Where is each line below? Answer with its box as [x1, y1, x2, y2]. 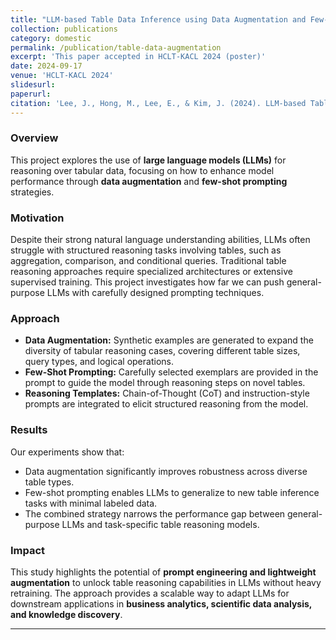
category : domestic [10, 33, 92, 43]
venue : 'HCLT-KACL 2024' [10, 71, 114, 81]
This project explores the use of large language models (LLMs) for [10, 154, 287, 166]
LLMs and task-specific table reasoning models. [61, 518, 260, 530]
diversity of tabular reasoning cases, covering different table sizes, [24, 345, 301, 357]
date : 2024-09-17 [10, 61, 83, 71]
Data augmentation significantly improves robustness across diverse [24, 465, 308, 477]
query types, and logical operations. [24, 356, 174, 368]
